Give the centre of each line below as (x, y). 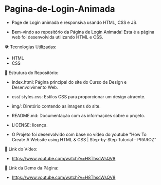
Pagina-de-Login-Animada (60, 9)
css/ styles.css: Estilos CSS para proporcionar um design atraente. (78, 96)
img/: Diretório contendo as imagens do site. (56, 106)
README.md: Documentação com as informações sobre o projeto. (78, 115)
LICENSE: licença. (30, 125)
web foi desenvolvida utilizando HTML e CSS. (57, 37)
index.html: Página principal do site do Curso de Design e (69, 82)
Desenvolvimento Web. (35, 87)
